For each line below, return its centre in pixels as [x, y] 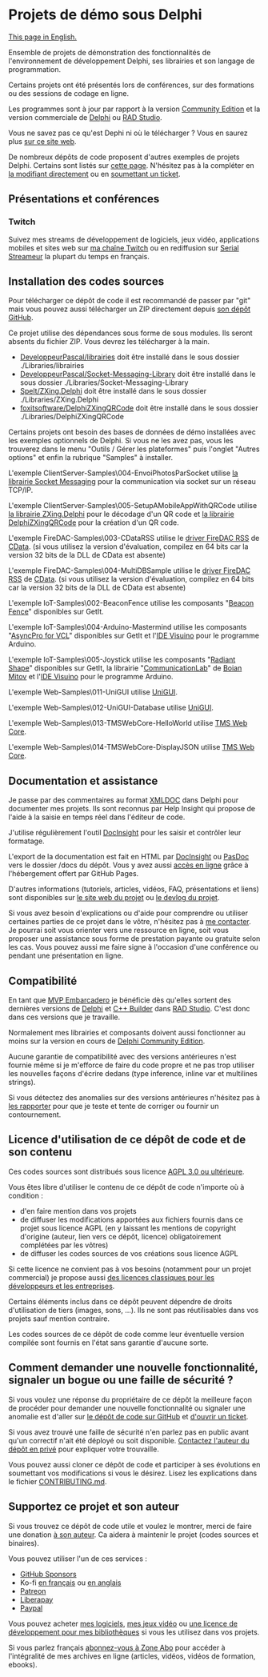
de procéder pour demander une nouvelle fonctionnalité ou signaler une [127, 1408]
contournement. [35, 1115]
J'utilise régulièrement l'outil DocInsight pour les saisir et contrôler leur [125, 833]
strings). [22, 1083]
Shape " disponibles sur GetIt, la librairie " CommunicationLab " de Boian [125, 668]
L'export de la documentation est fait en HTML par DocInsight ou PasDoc [129, 857]
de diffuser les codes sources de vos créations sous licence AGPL [129, 1253]
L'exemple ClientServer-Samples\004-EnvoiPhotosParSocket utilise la [123, 473]
